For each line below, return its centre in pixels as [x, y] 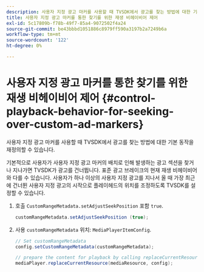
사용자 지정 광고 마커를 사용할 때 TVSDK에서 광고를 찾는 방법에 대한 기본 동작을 [100, 142]
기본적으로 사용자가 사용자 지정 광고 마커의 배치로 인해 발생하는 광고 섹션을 [95, 162]
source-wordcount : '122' [38, 40]
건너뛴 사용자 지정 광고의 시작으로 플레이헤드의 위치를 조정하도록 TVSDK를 [101, 185]
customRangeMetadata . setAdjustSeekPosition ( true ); [82, 217]
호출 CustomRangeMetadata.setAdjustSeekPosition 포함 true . [89, 206]
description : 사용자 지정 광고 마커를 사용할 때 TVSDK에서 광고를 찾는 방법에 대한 [98, 12]
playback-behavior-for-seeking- [90, 111]
